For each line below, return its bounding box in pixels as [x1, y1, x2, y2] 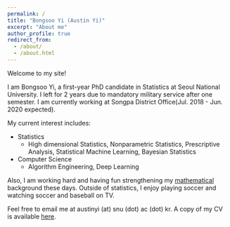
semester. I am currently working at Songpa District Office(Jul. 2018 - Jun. [7, 97, 223, 106]
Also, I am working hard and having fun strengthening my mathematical [7, 176, 215, 184]
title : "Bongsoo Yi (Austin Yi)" [7, 17, 106, 24]
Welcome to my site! [7, 68, 67, 78]
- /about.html [13, 50, 55, 57]
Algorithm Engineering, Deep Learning [27, 162, 139, 171]
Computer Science [17, 154, 72, 163]
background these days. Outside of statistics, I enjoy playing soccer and [7, 183, 217, 192]
